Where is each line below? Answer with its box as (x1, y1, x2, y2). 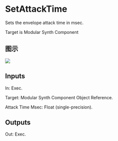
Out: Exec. (5, 131, 26, 137)
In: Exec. (5, 85, 23, 91)
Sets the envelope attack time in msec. (5, 20, 84, 26)
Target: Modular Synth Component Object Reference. (5, 94, 113, 100)
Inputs (5, 72, 26, 81)
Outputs (5, 118, 31, 126)
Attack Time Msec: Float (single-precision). (5, 104, 93, 110)
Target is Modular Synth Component (5, 29, 79, 35)
